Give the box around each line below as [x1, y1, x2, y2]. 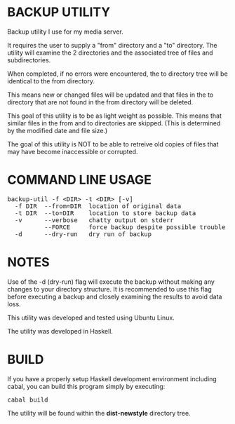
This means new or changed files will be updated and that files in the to [7, 90, 214, 99]
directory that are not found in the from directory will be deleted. [7, 97, 194, 106]
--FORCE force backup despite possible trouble [44, 223, 226, 231]
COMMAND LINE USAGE [7, 172, 152, 188]
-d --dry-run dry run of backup [14, 230, 152, 238]
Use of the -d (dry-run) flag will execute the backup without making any [7, 278, 215, 286]
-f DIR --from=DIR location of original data [14, 202, 182, 210]
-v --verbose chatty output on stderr [14, 216, 174, 224]
